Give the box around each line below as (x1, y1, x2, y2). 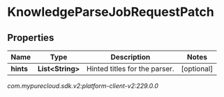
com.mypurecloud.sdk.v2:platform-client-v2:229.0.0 (7, 82, 159, 90)
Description (110, 53, 151, 62)
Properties (7, 32, 54, 44)
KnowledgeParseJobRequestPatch (7, 4, 214, 20)
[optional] (181, 64, 214, 73)
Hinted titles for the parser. (86, 64, 174, 73)
